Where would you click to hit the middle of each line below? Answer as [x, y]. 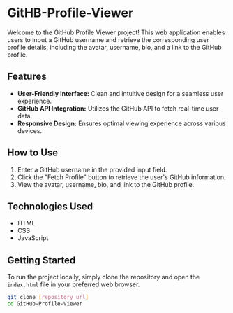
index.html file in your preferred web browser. [74, 284]
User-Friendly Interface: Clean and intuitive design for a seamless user [120, 93]
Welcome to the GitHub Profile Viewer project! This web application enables [116, 32]
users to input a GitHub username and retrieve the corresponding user [108, 39]
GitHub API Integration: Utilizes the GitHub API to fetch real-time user [118, 108]
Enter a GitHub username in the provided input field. [92, 169]
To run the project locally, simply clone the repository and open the [104, 277]
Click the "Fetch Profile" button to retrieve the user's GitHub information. [121, 177]
